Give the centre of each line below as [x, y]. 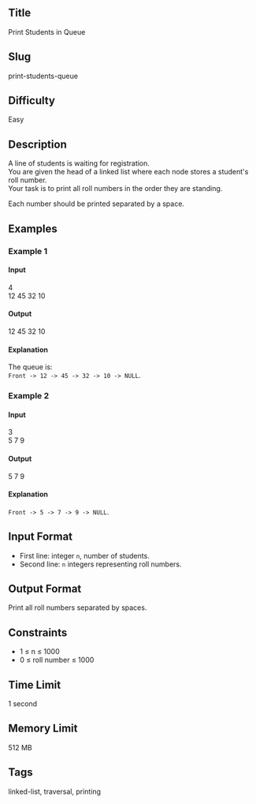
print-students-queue [43, 76]
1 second [23, 703]
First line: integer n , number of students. [84, 555]
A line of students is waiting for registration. [79, 163]
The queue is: [30, 367]
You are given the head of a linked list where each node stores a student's [128, 172]
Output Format [45, 588]
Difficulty [32, 101]
